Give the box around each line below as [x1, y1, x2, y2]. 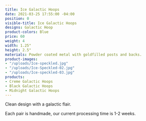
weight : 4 [5, 39, 25, 44]
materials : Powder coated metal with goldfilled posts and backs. [5, 52, 142, 57]
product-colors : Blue [5, 30, 49, 34]
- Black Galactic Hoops [5, 83, 53, 89]
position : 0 [5, 16, 29, 21]
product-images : [5, 57, 38, 61]
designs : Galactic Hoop [5, 25, 53, 30]
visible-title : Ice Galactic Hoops [5, 20, 77, 26]
